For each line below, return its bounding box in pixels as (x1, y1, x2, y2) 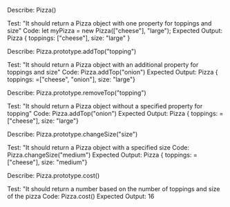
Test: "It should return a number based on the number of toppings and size (7, 185, 220, 193)
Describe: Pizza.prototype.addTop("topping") (7, 48, 137, 55)
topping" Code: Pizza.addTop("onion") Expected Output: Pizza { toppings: (7, 110, 218, 117)
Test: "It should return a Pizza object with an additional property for (7, 61, 199, 68)
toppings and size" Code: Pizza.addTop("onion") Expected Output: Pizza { (7, 68, 218, 76)
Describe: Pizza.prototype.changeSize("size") (7, 130, 138, 138)
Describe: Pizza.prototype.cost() (7, 172, 100, 179)
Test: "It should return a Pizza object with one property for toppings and (7, 19, 212, 27)
